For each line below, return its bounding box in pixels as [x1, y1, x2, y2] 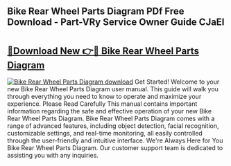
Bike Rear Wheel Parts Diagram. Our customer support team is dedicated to [7, 144, 223, 151]
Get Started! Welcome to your [135, 77, 220, 86]
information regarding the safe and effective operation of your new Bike [7, 107, 212, 115]
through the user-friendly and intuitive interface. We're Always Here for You [7, 136, 223, 145]
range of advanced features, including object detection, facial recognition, [7, 122, 220, 130]
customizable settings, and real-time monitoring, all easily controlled [7, 129, 203, 137]
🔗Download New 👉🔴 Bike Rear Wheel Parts [7, 45, 200, 57]
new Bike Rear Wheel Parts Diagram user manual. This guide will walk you [7, 85, 219, 93]
